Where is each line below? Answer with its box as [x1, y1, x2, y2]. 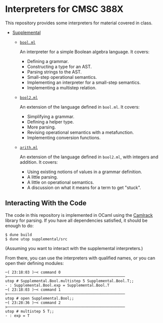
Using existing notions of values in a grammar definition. [27, 169, 142, 175]
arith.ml [19, 145, 38, 150]
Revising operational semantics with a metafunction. [27, 129, 134, 135]
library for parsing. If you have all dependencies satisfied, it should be [5, 217, 148, 223]
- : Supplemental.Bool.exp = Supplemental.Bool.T [5, 283, 110, 288]
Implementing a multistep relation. [27, 84, 97, 90]
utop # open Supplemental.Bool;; [5, 296, 74, 301]
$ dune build [5, 232, 32, 237]
